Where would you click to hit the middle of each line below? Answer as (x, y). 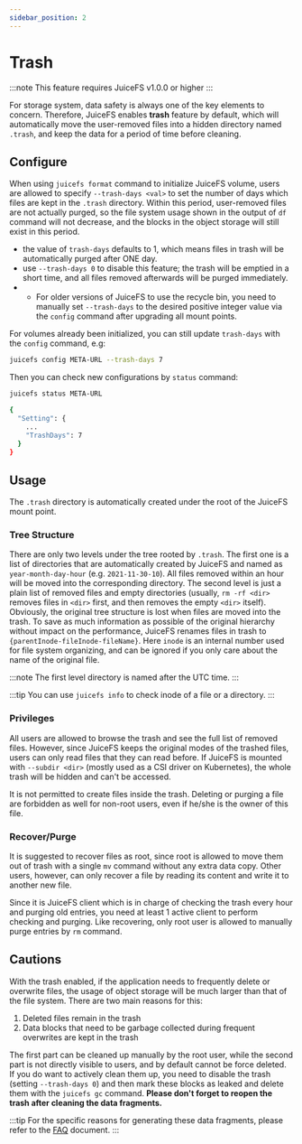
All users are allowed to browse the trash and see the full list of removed (143, 738)
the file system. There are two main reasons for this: (106, 1000)
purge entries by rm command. (66, 932)
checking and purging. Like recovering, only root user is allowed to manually (151, 922)
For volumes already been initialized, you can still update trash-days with (145, 334)
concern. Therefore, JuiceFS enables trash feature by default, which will (144, 115)
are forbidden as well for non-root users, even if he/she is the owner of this (149, 804)
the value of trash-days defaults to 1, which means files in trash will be (153, 249)
